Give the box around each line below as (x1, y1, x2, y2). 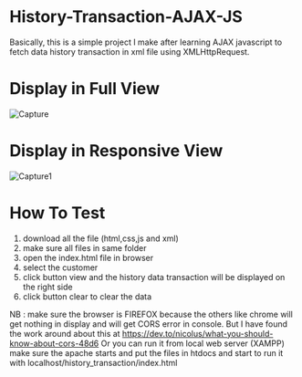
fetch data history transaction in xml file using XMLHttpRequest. (9, 46, 250, 57)
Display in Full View (9, 79, 160, 99)
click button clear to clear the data (22, 290, 152, 302)
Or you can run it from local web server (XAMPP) (100, 338, 285, 349)
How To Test (9, 203, 106, 223)
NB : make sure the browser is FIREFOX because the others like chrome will (9, 309, 294, 319)
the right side (22, 281, 73, 292)
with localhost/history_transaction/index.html (9, 357, 178, 368)
